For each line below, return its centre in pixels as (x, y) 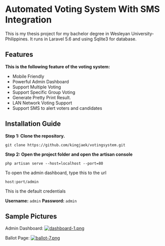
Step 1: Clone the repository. (35, 136)
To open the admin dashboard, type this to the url (56, 173)
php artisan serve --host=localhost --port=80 (54, 163)
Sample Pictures (31, 216)
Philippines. (17, 39)
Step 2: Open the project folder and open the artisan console (69, 154)
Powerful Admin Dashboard (41, 81)
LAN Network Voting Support (42, 103)
